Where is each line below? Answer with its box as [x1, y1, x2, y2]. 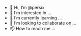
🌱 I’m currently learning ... [9, 15, 62, 20]
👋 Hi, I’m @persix [9, 5, 45, 10]
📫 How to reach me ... [9, 26, 55, 31]
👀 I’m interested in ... [9, 10, 52, 16]
